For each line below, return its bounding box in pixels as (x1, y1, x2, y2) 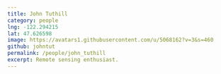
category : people (7, 17, 59, 24)
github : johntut (7, 43, 55, 50)
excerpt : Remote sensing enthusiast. (7, 56, 119, 63)
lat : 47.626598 (7, 30, 52, 37)
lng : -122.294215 (7, 23, 59, 30)
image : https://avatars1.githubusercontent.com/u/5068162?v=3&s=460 (7, 37, 214, 44)
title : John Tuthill (7, 10, 69, 18)
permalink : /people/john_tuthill (7, 50, 106, 57)
